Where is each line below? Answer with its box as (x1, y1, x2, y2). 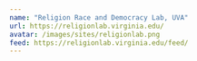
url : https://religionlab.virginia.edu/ (9, 22, 165, 30)
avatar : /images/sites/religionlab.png (9, 30, 161, 39)
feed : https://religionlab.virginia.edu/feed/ (9, 38, 189, 48)
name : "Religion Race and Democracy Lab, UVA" (9, 13, 189, 22)
